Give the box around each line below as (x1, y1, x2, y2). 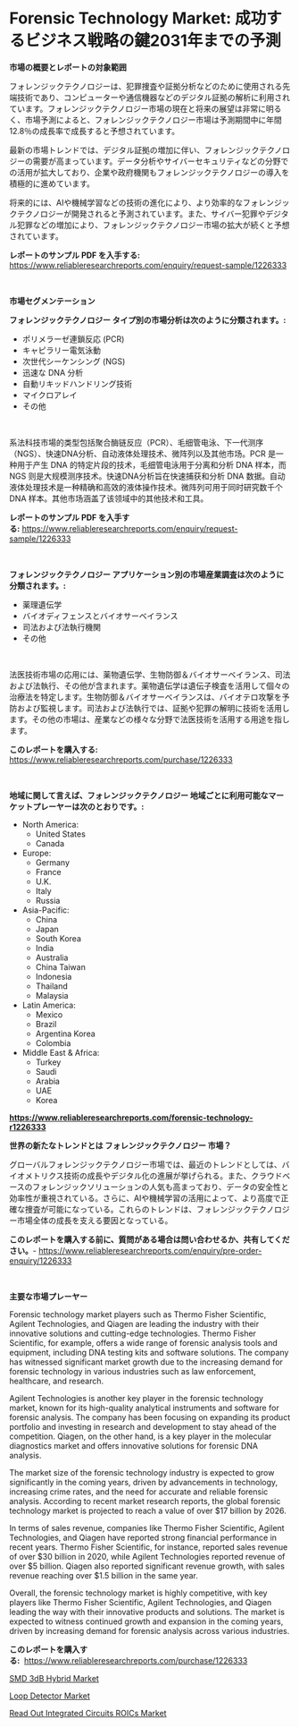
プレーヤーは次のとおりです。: (32, 801, 145, 812)
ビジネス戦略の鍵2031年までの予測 (25, 30, 281, 51)
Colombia (35, 1037, 71, 1048)
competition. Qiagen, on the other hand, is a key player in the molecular (9, 1431, 272, 1442)
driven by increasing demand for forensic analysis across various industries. (9, 1625, 290, 1636)
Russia (35, 895, 61, 906)
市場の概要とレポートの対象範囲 (9, 62, 127, 72)
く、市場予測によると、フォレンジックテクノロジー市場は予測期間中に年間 (9, 114, 283, 125)
